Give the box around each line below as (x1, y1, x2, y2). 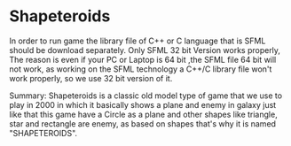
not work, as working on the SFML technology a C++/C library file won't (9, 64, 272, 74)
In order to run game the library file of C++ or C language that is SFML (9, 35, 266, 46)
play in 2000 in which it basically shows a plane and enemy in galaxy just (9, 99, 277, 110)
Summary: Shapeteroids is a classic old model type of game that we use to (9, 90, 282, 101)
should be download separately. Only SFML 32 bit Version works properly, (9, 44, 281, 55)
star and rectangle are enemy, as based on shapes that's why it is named (9, 118, 277, 129)
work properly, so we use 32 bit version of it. (9, 73, 173, 83)
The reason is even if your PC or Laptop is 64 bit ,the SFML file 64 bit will (9, 54, 277, 65)
